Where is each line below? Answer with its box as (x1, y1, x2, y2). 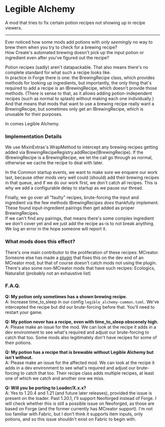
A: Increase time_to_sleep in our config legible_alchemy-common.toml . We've (5, 299, 160, 305)
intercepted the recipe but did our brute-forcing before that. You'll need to (5, 304, 155, 310)
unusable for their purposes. (5, 111, 63, 117)
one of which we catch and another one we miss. (5, 375, 105, 381)
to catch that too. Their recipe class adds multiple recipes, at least (20, 370, 154, 376)
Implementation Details (5, 133, 62, 140)
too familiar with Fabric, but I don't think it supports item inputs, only (5, 411, 143, 417)
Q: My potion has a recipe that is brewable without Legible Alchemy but (5, 349, 154, 355)
